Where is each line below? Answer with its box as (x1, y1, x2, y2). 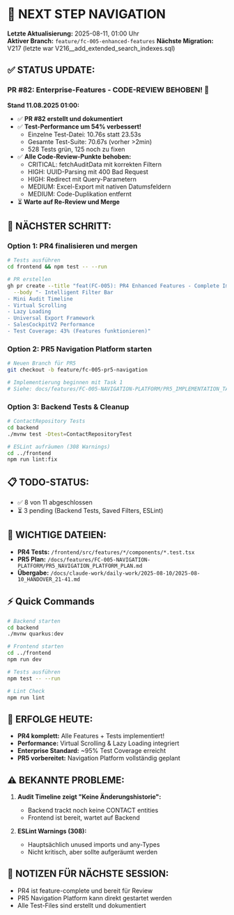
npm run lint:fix (7, 456, 58, 463)
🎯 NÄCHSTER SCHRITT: (7, 221, 111, 232)
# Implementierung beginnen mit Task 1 (7, 379, 123, 385)
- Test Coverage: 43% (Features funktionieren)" (7, 328, 151, 335)
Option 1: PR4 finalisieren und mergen (7, 241, 138, 250)
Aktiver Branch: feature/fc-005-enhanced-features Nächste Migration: (7, 36, 214, 45)
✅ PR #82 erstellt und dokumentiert (17, 114, 123, 122)
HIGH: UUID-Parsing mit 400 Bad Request (27, 167, 148, 176)
